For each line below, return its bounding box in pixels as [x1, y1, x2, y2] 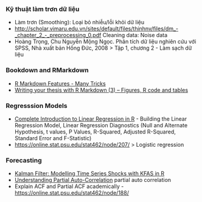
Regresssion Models [5, 101, 68, 110]
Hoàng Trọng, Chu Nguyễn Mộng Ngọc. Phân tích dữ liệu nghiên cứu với [14, 38, 197, 45]
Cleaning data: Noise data [102, 32, 168, 39]
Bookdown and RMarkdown [5, 66, 89, 75]
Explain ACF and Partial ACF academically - [14, 183, 124, 190]
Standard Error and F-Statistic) [14, 134, 92, 141]
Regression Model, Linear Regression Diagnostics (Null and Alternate [14, 121, 188, 129]
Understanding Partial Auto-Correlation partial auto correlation [14, 177, 172, 184]
